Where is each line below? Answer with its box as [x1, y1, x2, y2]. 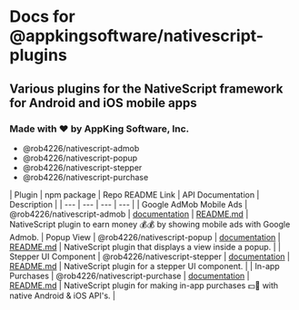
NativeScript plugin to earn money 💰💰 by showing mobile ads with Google [9, 218, 291, 229]
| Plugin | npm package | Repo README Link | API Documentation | [9, 189, 260, 200]
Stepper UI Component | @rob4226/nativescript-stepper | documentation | [9, 251, 291, 262]
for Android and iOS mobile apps [9, 95, 197, 111]
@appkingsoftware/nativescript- [9, 25, 264, 46]
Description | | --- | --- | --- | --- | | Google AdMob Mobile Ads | [9, 199, 248, 209]
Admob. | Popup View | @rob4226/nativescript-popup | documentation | [9, 231, 281, 242]
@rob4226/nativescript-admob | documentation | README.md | [9, 208, 249, 219]
